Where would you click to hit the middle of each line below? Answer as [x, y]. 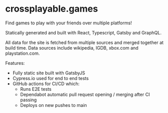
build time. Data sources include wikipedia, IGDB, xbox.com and [72, 48]
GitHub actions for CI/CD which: [46, 84]
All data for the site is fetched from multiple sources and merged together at [85, 42]
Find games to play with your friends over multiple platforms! [69, 23]
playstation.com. [23, 53]
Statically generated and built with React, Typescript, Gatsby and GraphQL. [83, 32]
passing [28, 100]
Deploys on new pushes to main [53, 105]
